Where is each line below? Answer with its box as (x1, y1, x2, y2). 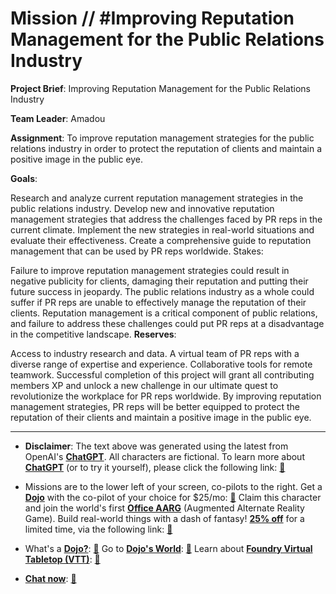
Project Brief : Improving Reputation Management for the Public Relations (10, 82, 311, 94)
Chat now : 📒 (24, 572, 77, 584)
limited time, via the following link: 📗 (24, 523, 173, 535)
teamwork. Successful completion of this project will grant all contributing (10, 368, 315, 381)
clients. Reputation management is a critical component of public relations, (10, 307, 318, 319)
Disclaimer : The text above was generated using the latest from (24, 440, 289, 452)
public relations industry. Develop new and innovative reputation (10, 202, 275, 214)
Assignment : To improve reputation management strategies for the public (10, 132, 315, 144)
